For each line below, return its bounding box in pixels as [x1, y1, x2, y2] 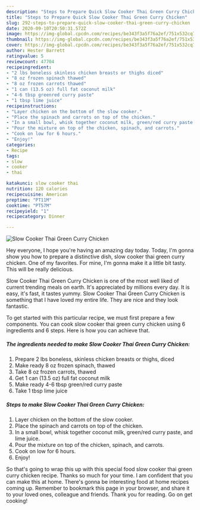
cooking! [6, 497, 28, 505]
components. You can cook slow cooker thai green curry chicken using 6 [6, 320, 186, 328]
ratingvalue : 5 [6, 53, 44, 59]
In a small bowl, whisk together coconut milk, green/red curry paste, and [14, 429, 193, 436]
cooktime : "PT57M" [6, 202, 52, 209]
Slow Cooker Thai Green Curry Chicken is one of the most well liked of [6, 277, 180, 285]
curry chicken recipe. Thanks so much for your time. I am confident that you [6, 472, 193, 479]
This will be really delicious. [6, 266, 74, 273]
